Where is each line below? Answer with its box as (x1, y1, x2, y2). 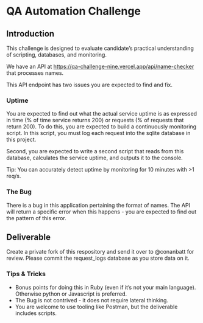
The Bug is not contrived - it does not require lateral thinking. (15, 296, 169, 304)
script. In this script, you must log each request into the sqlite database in (6, 130, 191, 137)
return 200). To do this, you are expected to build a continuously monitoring (6, 123, 197, 130)
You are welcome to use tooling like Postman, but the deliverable (15, 303, 178, 310)
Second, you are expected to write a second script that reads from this (6, 148, 184, 155)
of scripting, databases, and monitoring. (6, 51, 107, 58)
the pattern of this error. (6, 214, 67, 221)
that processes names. (6, 69, 64, 77)
